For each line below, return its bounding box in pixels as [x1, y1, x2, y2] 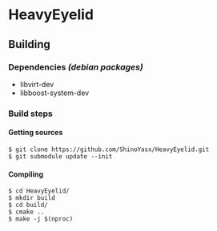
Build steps [8, 108, 54, 119]
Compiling [8, 169, 44, 179]
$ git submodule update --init [8, 153, 113, 161]
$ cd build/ [8, 201, 48, 209]
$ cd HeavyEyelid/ [8, 187, 70, 195]
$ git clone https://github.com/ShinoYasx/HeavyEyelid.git [8, 145, 210, 153]
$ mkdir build [8, 194, 56, 202]
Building [8, 38, 50, 51]
